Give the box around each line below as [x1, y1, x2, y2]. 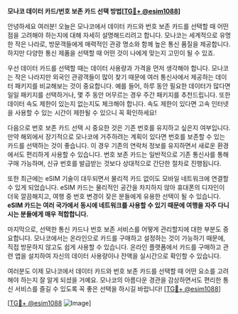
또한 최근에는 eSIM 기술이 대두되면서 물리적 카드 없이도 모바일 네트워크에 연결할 [7, 174, 229, 182]
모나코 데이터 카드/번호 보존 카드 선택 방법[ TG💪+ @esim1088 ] [7, 7, 181, 15]
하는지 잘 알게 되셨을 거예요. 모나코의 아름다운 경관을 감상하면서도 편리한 [20, 276, 222, 284]
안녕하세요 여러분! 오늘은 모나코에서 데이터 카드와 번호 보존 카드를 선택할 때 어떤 [7, 22, 229, 31]
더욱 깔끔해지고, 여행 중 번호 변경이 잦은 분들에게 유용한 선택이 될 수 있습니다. [7, 192, 222, 200]
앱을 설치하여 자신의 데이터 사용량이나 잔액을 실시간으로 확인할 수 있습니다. [14, 252, 222, 260]
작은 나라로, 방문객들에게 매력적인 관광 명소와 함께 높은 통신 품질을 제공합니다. [14, 40, 231, 48]
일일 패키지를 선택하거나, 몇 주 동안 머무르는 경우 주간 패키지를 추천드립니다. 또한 [7, 90, 231, 99]
